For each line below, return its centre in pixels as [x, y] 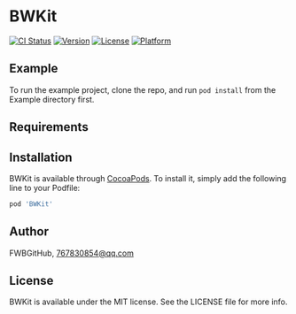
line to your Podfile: [45, 188]
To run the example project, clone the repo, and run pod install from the [143, 89]
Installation [41, 157]
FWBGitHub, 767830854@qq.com [72, 253]
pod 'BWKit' [31, 204]
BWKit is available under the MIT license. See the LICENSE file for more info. [148, 302]
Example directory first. [52, 99]
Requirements [49, 127]
